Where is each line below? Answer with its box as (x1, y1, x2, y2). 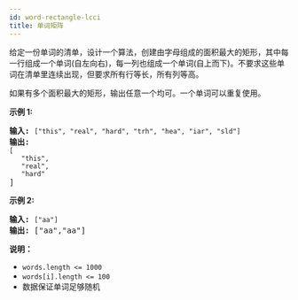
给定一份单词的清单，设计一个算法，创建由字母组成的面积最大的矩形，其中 (9, 46, 281, 58)
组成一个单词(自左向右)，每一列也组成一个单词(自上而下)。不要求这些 (24, 58, 278, 68)
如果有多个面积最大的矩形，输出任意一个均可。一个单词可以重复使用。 (9, 88, 266, 98)
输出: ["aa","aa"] (9, 225, 86, 235)
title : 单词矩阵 (9, 21, 64, 30)
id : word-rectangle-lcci (9, 12, 101, 22)
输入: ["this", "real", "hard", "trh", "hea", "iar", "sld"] (9, 126, 241, 135)
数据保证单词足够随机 (21, 281, 100, 292)
